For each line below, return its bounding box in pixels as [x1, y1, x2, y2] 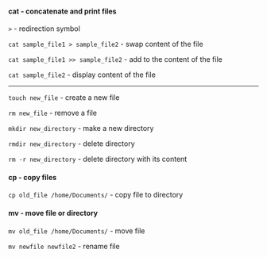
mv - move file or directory [8, 209, 99, 217]
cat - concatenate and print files [8, 6, 117, 16]
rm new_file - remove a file [8, 108, 98, 118]
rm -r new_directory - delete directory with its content [8, 155, 188, 164]
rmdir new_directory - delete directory [8, 139, 135, 148]
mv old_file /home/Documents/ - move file [8, 226, 145, 236]
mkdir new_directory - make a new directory [8, 124, 154, 133]
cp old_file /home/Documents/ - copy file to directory [8, 190, 184, 200]
